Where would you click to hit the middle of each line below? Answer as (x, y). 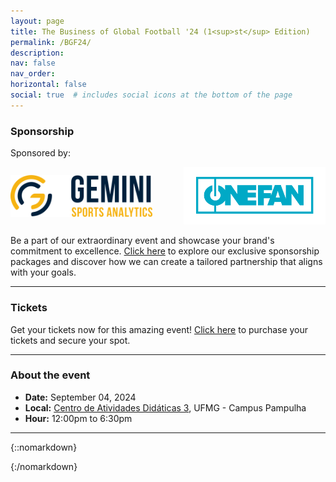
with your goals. (43, 272)
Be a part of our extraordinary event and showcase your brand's (142, 241)
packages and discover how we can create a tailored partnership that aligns (166, 262)
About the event (50, 375)
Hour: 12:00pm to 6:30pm (78, 418)
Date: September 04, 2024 (80, 397)
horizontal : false (48, 85)
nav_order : (33, 74)
